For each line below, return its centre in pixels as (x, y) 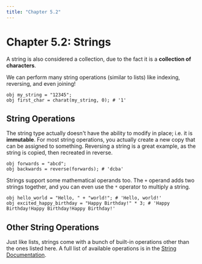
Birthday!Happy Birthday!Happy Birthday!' (61, 209)
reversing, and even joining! (41, 83)
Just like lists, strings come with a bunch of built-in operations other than (98, 242)
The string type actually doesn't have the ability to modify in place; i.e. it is (99, 133)
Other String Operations (53, 227)
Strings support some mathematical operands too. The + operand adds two (100, 181)
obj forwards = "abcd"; (37, 164)
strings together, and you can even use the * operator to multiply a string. (98, 187)
